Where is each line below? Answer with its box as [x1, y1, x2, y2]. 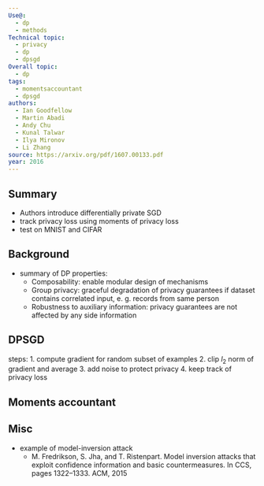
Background [8, 247, 69, 261]
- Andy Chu [15, 121, 51, 129]
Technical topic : [8, 33, 65, 42]
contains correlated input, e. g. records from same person [31, 293, 219, 303]
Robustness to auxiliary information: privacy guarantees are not [31, 302, 238, 311]
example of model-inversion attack [19, 443, 133, 453]
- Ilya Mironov [15, 135, 65, 144]
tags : [8, 77, 26, 85]
